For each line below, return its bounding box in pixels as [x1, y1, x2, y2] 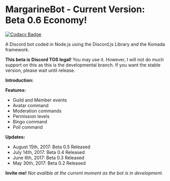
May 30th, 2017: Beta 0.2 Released [12, 160, 86, 166]
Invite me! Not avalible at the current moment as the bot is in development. [5, 170, 163, 176]
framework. [5, 46, 30, 53]
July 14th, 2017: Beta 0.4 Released [12, 149, 85, 155]
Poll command [12, 124, 43, 130]
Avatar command [12, 102, 49, 108]
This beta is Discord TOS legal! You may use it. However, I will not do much [5, 56, 164, 62]
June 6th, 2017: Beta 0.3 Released [12, 154, 84, 161]
